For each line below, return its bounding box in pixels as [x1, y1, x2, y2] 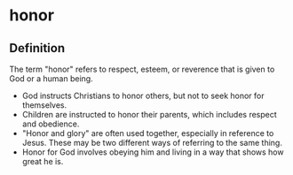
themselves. [21, 100, 67, 110]
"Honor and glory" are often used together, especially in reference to [21, 128, 274, 138]
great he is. [21, 156, 64, 166]
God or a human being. [9, 73, 93, 84]
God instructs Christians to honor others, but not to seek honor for [21, 90, 265, 101]
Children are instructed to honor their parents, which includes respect [21, 110, 277, 119]
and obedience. [21, 118, 80, 129]
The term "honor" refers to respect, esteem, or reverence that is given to [9, 64, 275, 74]
